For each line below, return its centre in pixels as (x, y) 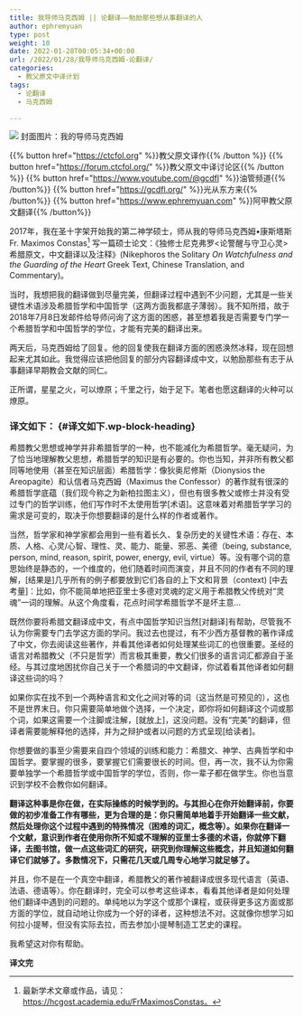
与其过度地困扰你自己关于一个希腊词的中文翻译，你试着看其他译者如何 (155, 667)
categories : (32, 69)
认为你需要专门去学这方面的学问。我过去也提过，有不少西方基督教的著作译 (147, 633)
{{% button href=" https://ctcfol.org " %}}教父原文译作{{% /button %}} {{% (147, 155)
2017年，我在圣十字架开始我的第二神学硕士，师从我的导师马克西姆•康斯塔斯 (151, 231)
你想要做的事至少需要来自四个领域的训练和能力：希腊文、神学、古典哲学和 (147, 750)
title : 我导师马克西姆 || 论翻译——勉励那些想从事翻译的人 (106, 18)
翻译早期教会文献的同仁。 (64, 371)
